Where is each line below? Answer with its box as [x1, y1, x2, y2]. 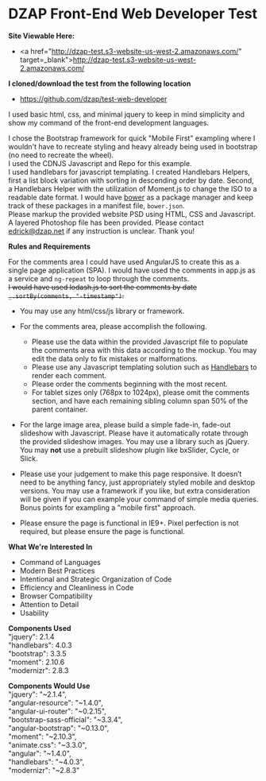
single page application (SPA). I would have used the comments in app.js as [8, 265, 256, 275]
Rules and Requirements [8, 242, 91, 251]
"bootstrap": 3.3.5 [8, 648, 67, 658]
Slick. [19, 454, 38, 463]
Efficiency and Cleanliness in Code [19, 582, 134, 592]
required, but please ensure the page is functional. [19, 526, 185, 536]
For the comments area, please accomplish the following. [19, 321, 208, 331]
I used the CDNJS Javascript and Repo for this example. [8, 158, 192, 168]
